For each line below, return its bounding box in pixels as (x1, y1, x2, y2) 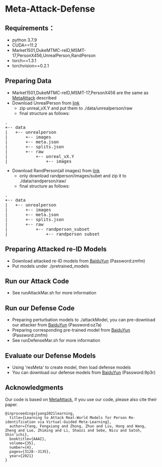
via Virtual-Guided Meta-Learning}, (37, 419, 112, 424)
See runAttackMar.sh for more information (12, 290, 97, 296)
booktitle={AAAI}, (9, 436, 47, 441)
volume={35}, (9, 440, 36, 446)
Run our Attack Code (5, 277, 69, 286)
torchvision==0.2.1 (12, 63, 49, 68)
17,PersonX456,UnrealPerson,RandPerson (12, 52, 96, 58)
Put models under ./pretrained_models (12, 263, 89, 269)
